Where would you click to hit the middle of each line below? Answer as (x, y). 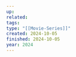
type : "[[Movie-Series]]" (38, 28)
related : (17, 17)
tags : (13, 23)
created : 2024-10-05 (32, 34)
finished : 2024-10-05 (33, 39)
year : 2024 (20, 45)
